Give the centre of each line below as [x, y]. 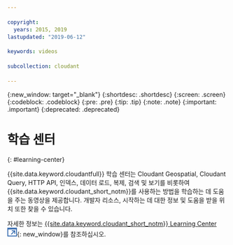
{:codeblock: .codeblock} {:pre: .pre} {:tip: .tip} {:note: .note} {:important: [112, 102]
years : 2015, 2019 [41, 29]
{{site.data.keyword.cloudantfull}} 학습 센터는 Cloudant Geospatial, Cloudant [116, 174]
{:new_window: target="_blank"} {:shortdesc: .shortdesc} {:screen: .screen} [116, 94]
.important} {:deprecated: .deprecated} [64, 109]
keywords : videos [33, 52]
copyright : [23, 22]
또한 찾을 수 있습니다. [43, 209]
